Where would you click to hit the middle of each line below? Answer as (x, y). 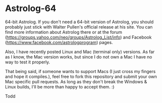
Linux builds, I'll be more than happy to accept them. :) (60, 87)
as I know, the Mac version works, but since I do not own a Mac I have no (79, 57)
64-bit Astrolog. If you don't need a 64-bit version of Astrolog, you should (79, 22)
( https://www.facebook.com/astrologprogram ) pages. (59, 42)
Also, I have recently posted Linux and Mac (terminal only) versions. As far (80, 52)
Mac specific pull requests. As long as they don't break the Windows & (76, 81)
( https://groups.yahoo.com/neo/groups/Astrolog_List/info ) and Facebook (79, 37)
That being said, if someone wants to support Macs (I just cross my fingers (81, 71)
